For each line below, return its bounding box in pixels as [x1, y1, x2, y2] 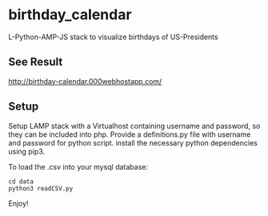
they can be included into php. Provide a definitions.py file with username [8, 130, 251, 139]
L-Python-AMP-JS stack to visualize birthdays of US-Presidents [8, 32, 218, 42]
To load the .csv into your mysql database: [8, 162, 148, 171]
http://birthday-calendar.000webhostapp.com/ [8, 76, 162, 86]
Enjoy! [8, 198, 30, 208]
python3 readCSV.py [8, 184, 74, 193]
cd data [8, 178, 34, 186]
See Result [8, 55, 63, 69]
